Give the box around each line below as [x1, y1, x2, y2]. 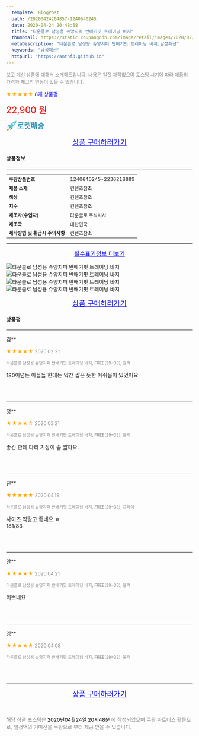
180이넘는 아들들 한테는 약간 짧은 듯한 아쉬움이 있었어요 [6, 372, 139, 379]
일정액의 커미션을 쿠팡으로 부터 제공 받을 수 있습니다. [14, 724, 132, 730]
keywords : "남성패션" [11, 47, 60, 53]
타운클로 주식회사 [70, 212, 107, 218]
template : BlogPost [11, 9, 60, 15]
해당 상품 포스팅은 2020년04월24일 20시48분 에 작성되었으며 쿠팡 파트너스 [6, 716, 176, 723]
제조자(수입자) [8, 212, 39, 218]
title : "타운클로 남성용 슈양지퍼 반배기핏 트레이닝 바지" [11, 28, 134, 34]
